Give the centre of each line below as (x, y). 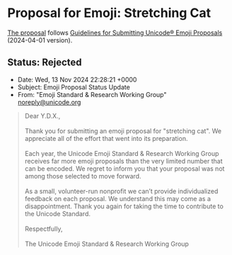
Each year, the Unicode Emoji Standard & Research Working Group (122, 153)
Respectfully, (43, 229)
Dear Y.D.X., (42, 115)
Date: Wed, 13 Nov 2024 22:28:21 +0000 (77, 79)
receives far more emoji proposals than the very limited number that (123, 161)
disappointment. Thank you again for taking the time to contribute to (124, 206)
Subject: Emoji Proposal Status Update (74, 87)
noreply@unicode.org (49, 102)
